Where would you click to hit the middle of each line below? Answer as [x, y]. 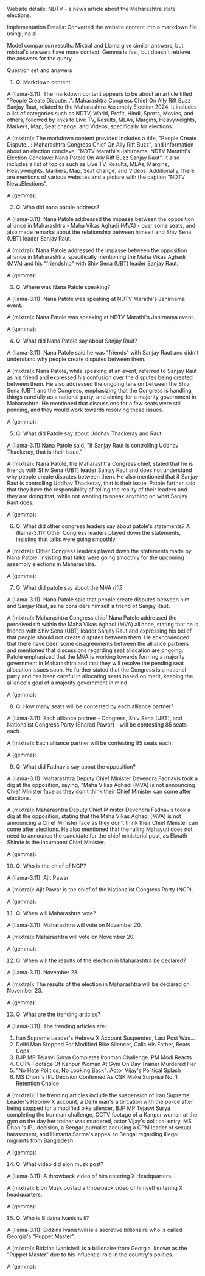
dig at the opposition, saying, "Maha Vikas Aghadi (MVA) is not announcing [101, 785]
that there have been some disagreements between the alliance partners [98, 644]
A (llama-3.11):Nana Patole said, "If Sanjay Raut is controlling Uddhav [93, 445]
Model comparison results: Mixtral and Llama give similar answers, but [95, 45]
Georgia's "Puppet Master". [41, 1236]
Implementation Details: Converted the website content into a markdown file [102, 27]
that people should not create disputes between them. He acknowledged [98, 637]
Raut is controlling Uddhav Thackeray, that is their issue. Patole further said [101, 483]
